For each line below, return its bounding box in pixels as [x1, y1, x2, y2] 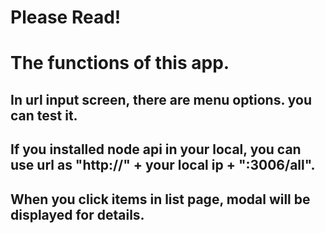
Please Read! [10, 6, 122, 29]
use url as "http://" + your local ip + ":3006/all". [10, 157, 316, 174]
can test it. [10, 107, 78, 124]
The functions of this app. [10, 52, 230, 75]
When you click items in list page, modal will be [10, 191, 311, 208]
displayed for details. [10, 206, 145, 223]
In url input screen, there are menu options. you [10, 91, 313, 108]
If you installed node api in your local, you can [10, 141, 302, 158]
